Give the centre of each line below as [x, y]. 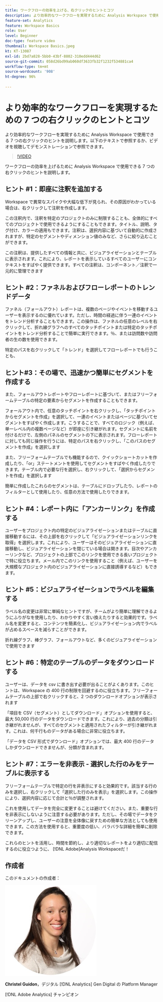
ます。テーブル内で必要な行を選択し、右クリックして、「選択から [73, 469]
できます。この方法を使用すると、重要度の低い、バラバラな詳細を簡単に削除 [81, 826]
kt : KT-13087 [18, 51]
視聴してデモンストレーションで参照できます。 [60, 146]
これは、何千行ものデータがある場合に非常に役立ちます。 [70, 731]
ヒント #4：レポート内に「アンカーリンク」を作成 [80, 509]
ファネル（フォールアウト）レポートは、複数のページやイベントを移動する [79, 309]
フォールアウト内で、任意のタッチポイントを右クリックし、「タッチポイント [81, 411]
